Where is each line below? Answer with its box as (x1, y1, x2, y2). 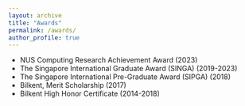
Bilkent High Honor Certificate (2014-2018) (19, 89, 161, 99)
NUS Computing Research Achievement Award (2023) (19, 55, 198, 65)
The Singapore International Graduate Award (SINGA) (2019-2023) (19, 64, 238, 74)
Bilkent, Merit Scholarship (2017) (19, 81, 127, 90)
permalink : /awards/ (8, 26, 77, 34)
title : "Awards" (8, 19, 62, 27)
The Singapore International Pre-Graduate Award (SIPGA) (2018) (19, 72, 231, 81)
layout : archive (8, 11, 62, 20)
